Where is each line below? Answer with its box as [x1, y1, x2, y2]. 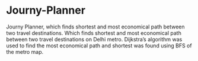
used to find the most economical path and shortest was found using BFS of [6, 42, 192, 49]
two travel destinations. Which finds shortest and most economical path [6, 29, 182, 36]
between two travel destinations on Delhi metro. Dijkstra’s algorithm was [6, 36, 183, 43]
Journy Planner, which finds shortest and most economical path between [6, 23, 185, 30]
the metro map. [6, 48, 44, 55]
